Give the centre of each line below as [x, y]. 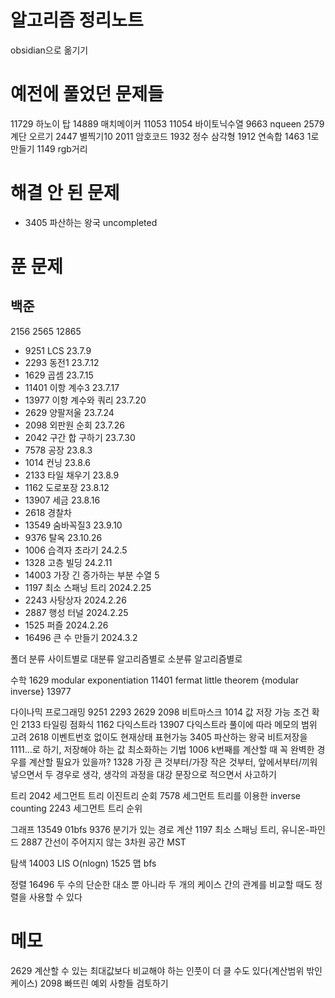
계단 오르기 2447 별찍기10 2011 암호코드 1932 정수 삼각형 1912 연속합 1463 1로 [165, 136]
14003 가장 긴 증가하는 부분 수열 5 [92, 575]
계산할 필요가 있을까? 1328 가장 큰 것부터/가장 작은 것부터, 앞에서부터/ [165, 762]
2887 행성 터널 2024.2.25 [76, 612]
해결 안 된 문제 [65, 193]
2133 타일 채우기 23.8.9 [72, 475]
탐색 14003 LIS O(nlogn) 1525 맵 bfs [83, 863]
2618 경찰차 [48, 512]
